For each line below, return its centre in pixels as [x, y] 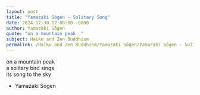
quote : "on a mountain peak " [45, 34]
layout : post [22, 12]
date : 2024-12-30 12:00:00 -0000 [48, 23]
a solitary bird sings [30, 68]
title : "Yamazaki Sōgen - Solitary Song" [58, 17]
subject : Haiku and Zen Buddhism [48, 39]
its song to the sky [29, 74]
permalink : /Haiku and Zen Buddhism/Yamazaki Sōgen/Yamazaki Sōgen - [94, 45]
